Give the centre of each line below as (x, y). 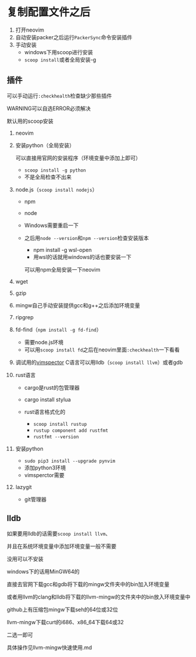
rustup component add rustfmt (71, 430)
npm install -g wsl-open (62, 250)
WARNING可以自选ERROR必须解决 (49, 108)
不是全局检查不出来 (48, 177)
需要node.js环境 (44, 342)
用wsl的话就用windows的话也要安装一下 (82, 257)
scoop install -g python (55, 170)
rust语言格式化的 (45, 412)
